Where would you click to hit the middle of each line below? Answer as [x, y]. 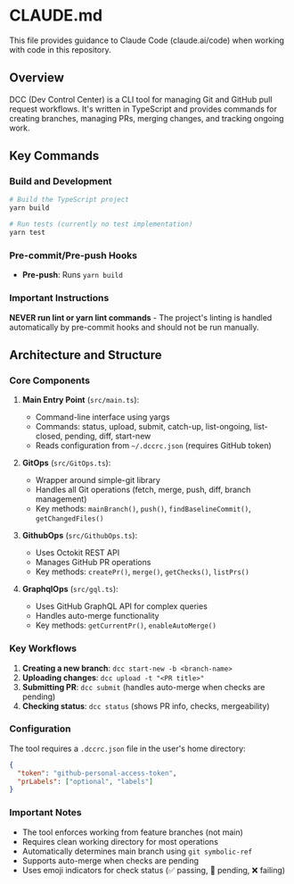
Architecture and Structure [86, 355]
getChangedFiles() [69, 519]
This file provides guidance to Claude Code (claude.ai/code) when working [147, 40]
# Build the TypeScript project [69, 200]
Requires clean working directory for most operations [120, 841]
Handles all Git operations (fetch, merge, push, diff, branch [143, 490]
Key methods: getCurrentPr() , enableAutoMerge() [126, 625]
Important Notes [45, 813]
